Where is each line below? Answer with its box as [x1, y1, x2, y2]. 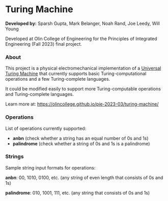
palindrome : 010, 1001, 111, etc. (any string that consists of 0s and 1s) [5, 189, 150, 196]
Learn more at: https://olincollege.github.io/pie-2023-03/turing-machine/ [5, 101, 159, 107]
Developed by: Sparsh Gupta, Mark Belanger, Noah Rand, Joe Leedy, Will [5, 20, 160, 26]
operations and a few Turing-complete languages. [5, 76, 110, 82]
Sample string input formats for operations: [5, 164, 96, 171]
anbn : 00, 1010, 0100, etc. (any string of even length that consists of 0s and [5, 174, 163, 181]
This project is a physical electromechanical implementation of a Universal [5, 65, 161, 72]
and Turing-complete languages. [5, 91, 74, 97]
